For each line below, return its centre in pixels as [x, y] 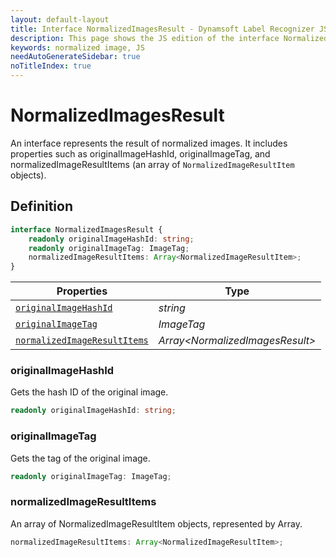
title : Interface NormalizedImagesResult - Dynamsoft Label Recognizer [162, 29]
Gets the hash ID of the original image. [89, 392]
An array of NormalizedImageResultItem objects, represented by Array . [156, 523]
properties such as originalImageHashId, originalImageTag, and [140, 153]
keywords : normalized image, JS [77, 47]
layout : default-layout [60, 19]
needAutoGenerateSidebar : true [75, 57]
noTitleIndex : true [51, 66]
